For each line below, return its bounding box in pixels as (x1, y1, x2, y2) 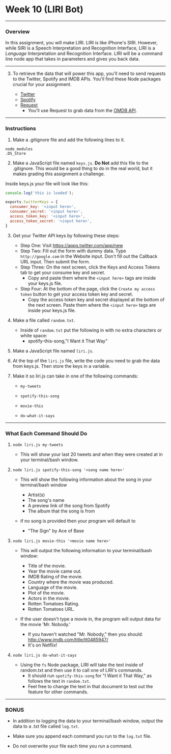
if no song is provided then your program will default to (20, 518, 136, 524)
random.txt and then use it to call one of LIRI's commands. (20, 667, 143, 673)
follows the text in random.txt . (27, 678, 91, 684)
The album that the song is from (27, 508, 95, 514)
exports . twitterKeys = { (5, 200, 58, 205)
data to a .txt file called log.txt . (12, 723, 79, 730)
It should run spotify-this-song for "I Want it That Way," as (27, 672, 152, 679)
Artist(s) (27, 492, 45, 498)
